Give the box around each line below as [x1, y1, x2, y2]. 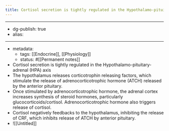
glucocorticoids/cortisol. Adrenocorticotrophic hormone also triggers [12, 99, 156, 105]
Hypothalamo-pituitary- [103, 61, 152, 68]
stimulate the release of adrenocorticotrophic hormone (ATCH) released [12, 77, 162, 83]
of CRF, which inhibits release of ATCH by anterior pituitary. [12, 115, 136, 121]
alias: [12, 31, 24, 37]
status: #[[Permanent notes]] [20, 56, 80, 62]
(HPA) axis [29, 67, 51, 73]
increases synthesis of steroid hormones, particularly [12, 93, 123, 99]
